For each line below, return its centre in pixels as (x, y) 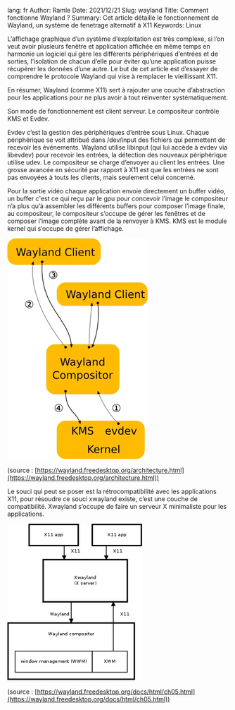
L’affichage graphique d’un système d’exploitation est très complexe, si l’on (116, 39)
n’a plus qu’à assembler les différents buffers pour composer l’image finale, (116, 206)
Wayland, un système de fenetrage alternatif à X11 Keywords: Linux (104, 25)
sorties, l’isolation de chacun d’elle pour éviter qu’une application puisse (112, 61)
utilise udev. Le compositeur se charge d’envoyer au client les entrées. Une (116, 162)
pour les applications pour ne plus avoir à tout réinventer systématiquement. (118, 97)
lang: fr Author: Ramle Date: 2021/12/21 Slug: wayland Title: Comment (108, 10)
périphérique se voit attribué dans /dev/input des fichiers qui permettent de (116, 140)
